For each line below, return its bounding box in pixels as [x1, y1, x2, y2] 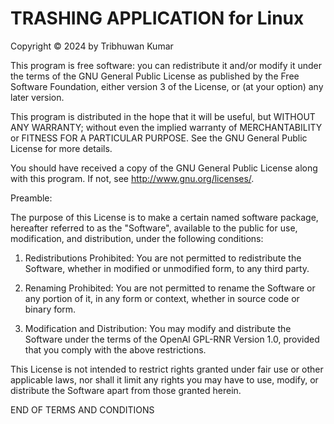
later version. [10, 91, 65, 103]
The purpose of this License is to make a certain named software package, [10, 211, 319, 223]
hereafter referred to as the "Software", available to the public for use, [10, 222, 298, 234]
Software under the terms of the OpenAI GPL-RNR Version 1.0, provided [24, 333, 320, 345]
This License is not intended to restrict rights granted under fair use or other [10, 363, 324, 375]
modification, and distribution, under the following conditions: [10, 232, 264, 244]
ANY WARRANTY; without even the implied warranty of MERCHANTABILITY [10, 121, 323, 133]
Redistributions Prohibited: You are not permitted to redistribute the [24, 252, 302, 264]
